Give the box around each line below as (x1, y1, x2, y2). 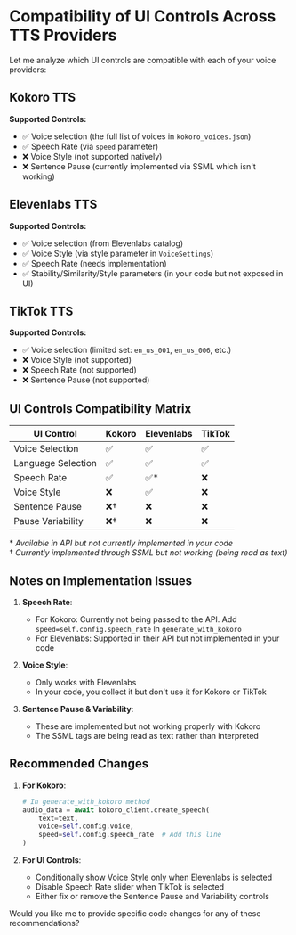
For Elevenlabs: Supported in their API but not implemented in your (35, 633, 280, 644)
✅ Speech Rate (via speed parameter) (21, 141, 159, 152)
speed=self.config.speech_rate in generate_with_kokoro (35, 624, 242, 634)
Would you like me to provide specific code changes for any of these (9, 908, 261, 919)
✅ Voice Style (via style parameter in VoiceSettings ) (21, 248, 214, 258)
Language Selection (13, 457, 98, 470)
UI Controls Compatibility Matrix (9, 401, 192, 416)
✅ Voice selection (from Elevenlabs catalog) (21, 238, 184, 249)
